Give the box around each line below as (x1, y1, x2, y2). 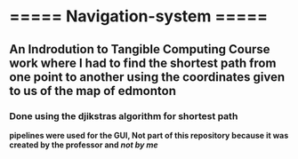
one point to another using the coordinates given (9, 69, 286, 84)
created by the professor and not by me (9, 139, 158, 150)
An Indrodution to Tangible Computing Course (9, 42, 270, 57)
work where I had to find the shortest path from (9, 55, 277, 70)
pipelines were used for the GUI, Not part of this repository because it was (9, 130, 289, 140)
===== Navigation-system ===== (9, 6, 269, 27)
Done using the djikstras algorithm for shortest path (9, 109, 238, 122)
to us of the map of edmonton (9, 83, 176, 99)
